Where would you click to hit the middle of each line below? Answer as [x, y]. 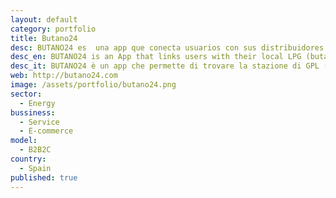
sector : [26, 94]
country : [28, 159]
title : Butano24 [44, 38]
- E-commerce [46, 131]
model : [24, 141]
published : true [44, 177]
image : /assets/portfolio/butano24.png [93, 85]
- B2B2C [35, 150]
